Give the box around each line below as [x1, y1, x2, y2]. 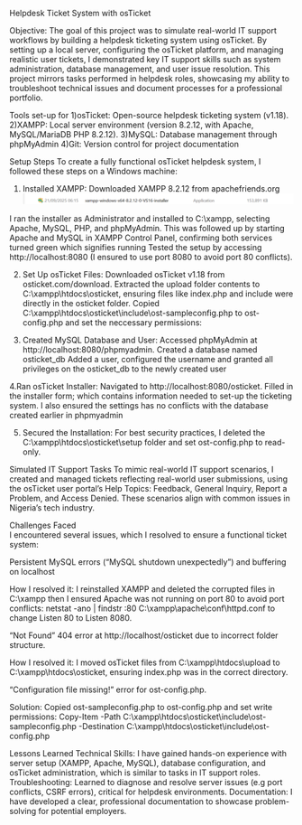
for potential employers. [38, 805, 127, 816]
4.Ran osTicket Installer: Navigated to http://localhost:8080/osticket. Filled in [9, 380, 294, 391]
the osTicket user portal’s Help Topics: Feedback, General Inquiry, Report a [9, 483, 288, 493]
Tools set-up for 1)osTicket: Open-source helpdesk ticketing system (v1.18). [9, 110, 289, 120]
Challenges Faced [9, 520, 77, 530]
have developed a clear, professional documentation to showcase [9, 795, 253, 807]
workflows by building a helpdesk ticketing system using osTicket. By [9, 35, 268, 45]
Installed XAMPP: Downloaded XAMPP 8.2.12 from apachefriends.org [22, 183, 280, 193]
